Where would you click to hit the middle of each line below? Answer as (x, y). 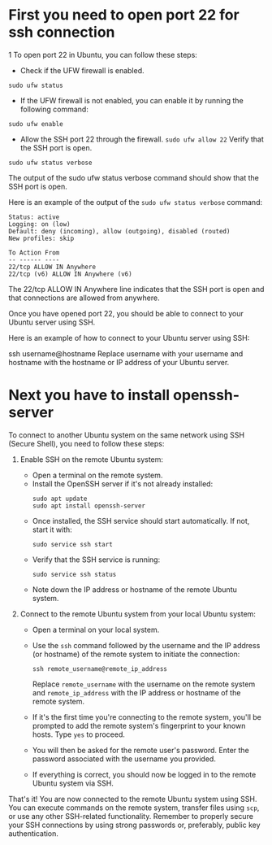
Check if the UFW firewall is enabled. (82, 70)
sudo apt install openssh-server (89, 506)
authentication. (34, 833)
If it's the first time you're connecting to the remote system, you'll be (147, 717)
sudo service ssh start (73, 544)
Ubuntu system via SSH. (73, 783)
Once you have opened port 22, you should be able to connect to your (126, 313)
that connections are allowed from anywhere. (84, 298)
